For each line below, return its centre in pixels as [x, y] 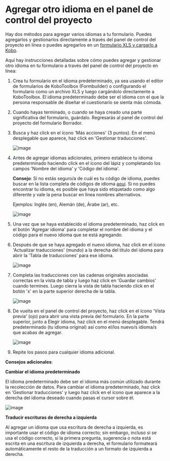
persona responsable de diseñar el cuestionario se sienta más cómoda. [87, 102]
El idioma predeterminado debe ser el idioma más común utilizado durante [83, 381]
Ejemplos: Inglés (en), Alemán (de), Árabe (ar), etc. [66, 204]
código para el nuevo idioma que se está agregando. [68, 235]
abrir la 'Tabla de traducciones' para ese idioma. [63, 255]
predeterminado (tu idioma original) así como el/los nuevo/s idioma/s [84, 327]
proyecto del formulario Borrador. [47, 123]
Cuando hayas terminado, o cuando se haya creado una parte [77, 112]
